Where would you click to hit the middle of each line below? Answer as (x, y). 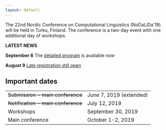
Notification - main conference (45, 103)
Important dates (31, 82)
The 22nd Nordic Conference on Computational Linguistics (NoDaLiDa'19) (83, 25)
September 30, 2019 (112, 112)
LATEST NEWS (21, 45)
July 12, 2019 (104, 103)
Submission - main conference (45, 95)
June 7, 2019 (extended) (117, 95)
